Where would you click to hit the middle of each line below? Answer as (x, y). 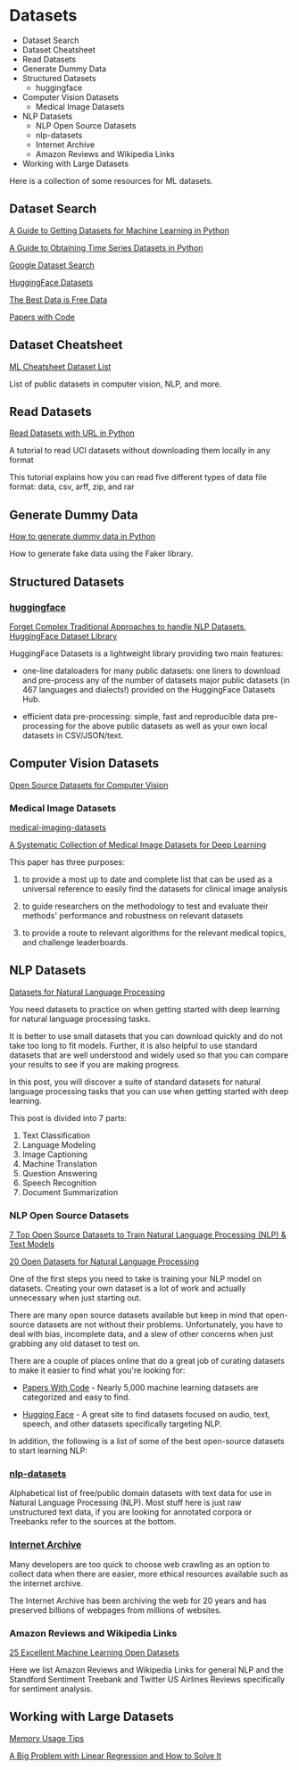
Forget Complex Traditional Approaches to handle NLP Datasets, (128, 627)
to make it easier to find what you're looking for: (97, 1370)
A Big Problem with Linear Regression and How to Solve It (115, 1756)
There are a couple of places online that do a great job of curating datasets (147, 1361)
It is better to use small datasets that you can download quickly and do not (146, 1035)
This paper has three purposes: (67, 861)
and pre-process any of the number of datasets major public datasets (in (156, 680)
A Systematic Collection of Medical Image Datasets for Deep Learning (137, 844)
